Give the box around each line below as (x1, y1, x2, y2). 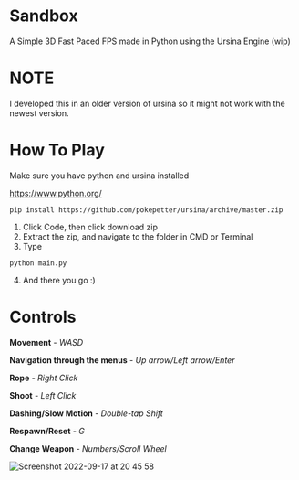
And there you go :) (22, 274, 96, 285)
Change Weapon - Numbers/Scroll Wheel (9, 443, 167, 453)
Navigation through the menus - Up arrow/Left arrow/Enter (9, 354, 235, 366)
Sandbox (9, 5, 79, 27)
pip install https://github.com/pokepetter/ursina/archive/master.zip (9, 205, 284, 215)
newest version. (9, 107, 69, 119)
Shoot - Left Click (9, 389, 77, 400)
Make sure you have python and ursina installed (9, 170, 190, 181)
